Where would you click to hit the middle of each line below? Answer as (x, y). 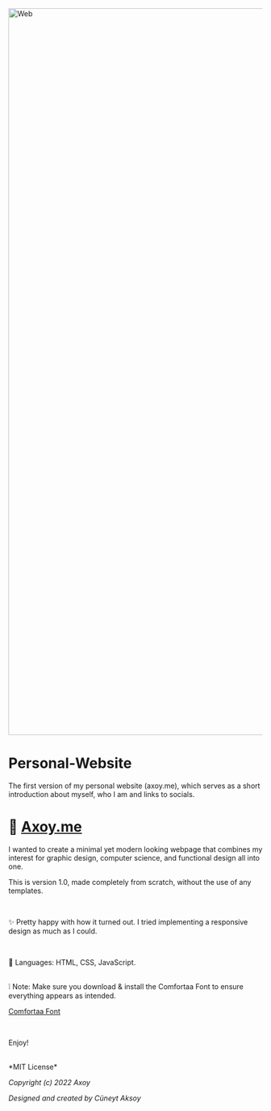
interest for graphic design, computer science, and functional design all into (134, 857)
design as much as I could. (53, 931)
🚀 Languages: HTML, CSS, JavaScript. (72, 962)
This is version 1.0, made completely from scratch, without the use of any (130, 882)
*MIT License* (33, 1067)
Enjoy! (19, 1042)
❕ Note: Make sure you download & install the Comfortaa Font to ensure (126, 986)
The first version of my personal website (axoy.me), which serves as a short (134, 786)
